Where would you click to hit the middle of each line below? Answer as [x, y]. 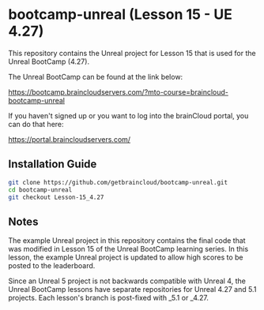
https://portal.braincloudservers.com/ [70, 139]
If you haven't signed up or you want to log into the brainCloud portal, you [128, 115]
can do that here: [36, 124]
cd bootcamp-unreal [40, 190]
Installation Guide [53, 164]
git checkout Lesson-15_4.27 [56, 197]
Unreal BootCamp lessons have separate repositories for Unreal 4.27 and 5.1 [132, 289]
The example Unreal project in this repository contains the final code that [127, 241]
